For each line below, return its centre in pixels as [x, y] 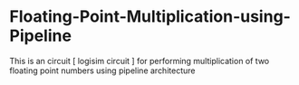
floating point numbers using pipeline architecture [102, 71]
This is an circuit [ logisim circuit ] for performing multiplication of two [140, 61]
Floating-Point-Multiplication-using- [150, 17]
